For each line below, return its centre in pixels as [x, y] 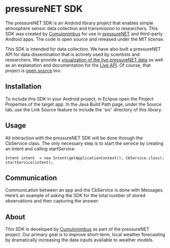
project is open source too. [33, 70]
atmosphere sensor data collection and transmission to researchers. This [82, 28]
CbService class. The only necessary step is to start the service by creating [84, 143]
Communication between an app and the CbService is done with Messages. [84, 190]
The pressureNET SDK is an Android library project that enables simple [79, 23]
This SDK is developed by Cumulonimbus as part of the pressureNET [77, 229]
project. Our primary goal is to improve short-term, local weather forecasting [85, 235]
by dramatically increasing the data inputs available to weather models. [79, 240]
